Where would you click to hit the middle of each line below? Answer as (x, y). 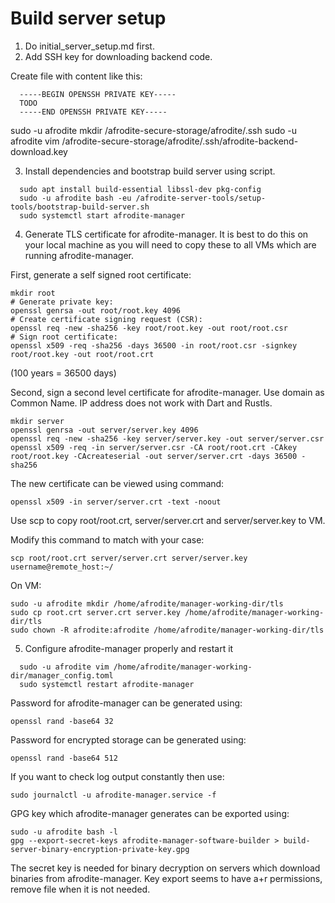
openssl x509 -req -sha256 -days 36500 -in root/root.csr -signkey (154, 345)
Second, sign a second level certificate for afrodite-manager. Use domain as (167, 392)
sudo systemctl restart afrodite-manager (107, 684)
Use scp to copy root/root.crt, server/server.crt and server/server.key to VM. (168, 520)
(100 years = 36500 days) (63, 373)
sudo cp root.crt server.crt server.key (96, 612)
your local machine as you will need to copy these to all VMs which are (170, 244)
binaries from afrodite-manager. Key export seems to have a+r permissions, (166, 878)
